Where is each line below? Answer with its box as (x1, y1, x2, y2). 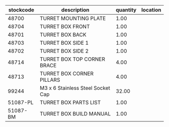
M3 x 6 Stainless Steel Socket (39, 85, 111, 91)
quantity (115, 7, 137, 13)
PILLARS (39, 76, 60, 83)
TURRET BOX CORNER (39, 70, 94, 77)
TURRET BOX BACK (39, 31, 87, 38)
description (61, 7, 90, 13)
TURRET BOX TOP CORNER (39, 56, 106, 62)
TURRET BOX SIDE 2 (39, 48, 89, 54)
